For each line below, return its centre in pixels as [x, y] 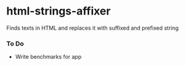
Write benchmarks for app [48, 57]
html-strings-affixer [59, 11]
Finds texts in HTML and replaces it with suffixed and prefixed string [92, 28]
